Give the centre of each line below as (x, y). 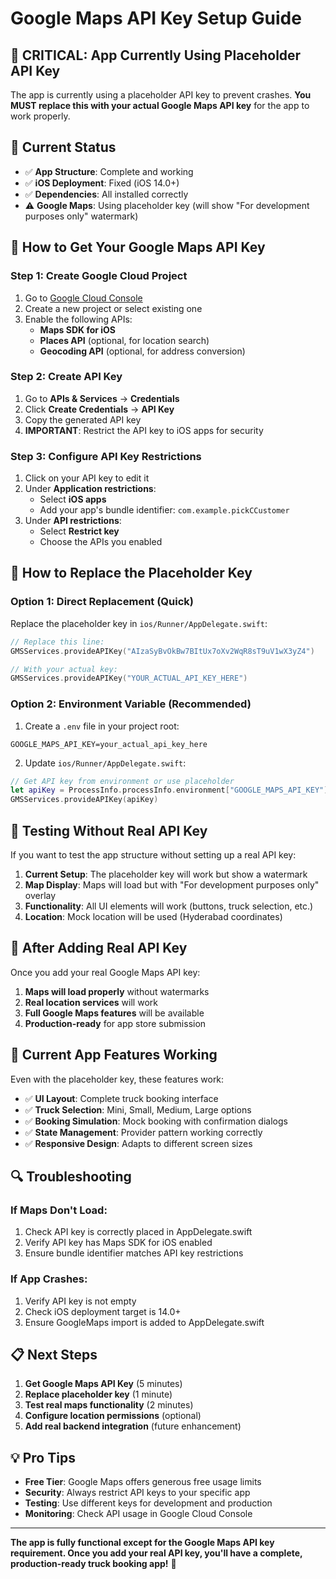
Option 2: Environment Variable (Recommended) (131, 704)
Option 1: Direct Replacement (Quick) (102, 602)
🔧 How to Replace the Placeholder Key (131, 573)
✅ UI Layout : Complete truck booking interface (121, 1098)
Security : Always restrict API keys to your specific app (137, 1493)
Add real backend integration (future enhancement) (133, 1426)
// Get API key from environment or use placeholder (122, 781)
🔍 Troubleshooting (71, 1177)
